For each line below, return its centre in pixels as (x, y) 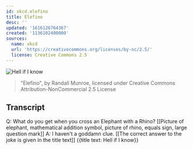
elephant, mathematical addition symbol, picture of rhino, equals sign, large (97, 128)
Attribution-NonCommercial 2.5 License (68, 89)
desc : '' (17, 22)
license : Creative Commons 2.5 (49, 55)
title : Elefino (24, 17)
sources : (17, 39)
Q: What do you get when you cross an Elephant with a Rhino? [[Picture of (95, 122)
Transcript (25, 108)
